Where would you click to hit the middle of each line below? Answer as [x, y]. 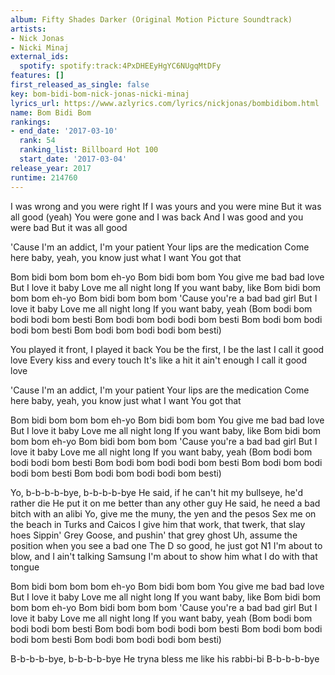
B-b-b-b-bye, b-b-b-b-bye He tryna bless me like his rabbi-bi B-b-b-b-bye [165, 658]
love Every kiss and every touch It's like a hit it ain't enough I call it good [159, 360]
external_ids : [40, 57]
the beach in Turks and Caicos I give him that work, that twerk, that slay [158, 524]
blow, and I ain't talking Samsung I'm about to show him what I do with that [164, 556]
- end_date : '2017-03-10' [64, 131]
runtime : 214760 [44, 177]
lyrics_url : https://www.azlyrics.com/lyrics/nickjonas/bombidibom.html [165, 103]
